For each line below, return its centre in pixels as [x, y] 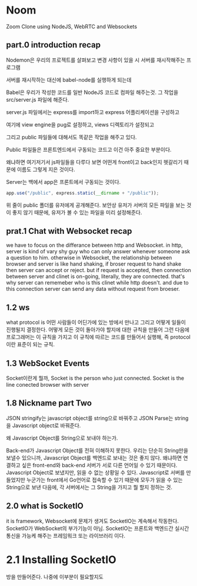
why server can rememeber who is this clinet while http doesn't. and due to [98, 283]
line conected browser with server [48, 385]
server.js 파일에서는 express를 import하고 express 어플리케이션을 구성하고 [93, 112]
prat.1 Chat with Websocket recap [69, 231]
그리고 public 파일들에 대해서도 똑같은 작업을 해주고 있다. [71, 137]
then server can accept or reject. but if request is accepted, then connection [98, 270]
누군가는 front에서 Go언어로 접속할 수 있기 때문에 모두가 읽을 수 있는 [105, 480]
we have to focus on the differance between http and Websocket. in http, [95, 245]
